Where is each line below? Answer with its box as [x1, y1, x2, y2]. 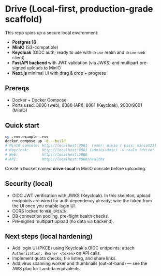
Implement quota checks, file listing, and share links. [12, 256, 117, 261]
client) [12, 54, 25, 60]
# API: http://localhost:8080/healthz [5, 157, 105, 162]
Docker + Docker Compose [12, 97, 67, 103]
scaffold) [5, 14, 43, 25]
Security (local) [5, 179, 53, 188]
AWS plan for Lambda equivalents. [12, 266, 81, 272]
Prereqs [5, 84, 29, 93]
